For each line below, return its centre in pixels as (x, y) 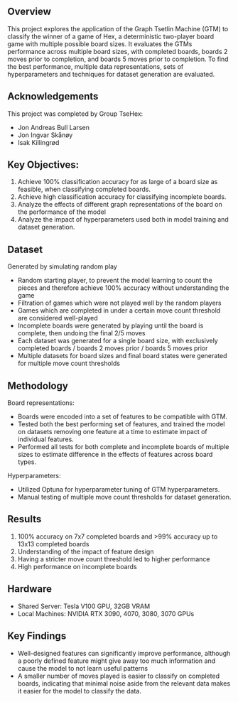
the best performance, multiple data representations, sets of (96, 66)
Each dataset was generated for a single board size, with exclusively (118, 341)
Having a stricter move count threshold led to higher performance (114, 559)
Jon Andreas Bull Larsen (54, 127)
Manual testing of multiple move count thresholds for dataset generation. (124, 497)
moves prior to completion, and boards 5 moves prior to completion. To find (118, 59)
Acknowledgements (53, 96)
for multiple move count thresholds (69, 363)
